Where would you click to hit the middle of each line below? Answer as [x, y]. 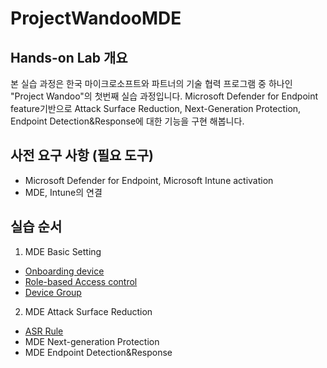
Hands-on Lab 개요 [69, 57]
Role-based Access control [81, 281]
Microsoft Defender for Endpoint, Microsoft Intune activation [149, 180]
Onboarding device [64, 271]
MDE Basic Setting [63, 251]
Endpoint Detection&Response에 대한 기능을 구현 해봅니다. [127, 121]
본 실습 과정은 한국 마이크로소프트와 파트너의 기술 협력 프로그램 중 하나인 [151, 83]
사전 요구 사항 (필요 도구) [82, 155]
